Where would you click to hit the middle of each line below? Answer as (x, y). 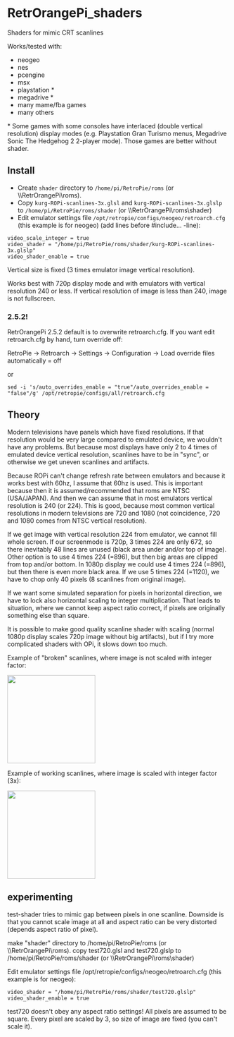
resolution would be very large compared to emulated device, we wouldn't (115, 439)
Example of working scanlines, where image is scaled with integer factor (112, 773)
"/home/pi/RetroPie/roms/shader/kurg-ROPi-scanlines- (135, 244)
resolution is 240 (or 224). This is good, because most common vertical (111, 505)
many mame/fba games (52, 104)
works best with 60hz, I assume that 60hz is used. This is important (105, 483)
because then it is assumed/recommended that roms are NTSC (99, 490)
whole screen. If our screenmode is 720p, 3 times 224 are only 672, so (110, 542)
